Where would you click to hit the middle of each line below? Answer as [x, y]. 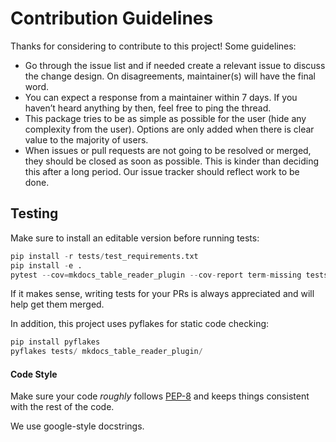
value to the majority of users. [86, 139]
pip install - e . [46, 265]
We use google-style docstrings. [77, 426]
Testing [34, 213]
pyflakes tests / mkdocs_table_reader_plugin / [106, 352]
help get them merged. [57, 304]
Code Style [34, 374]
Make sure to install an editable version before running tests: [135, 238]
